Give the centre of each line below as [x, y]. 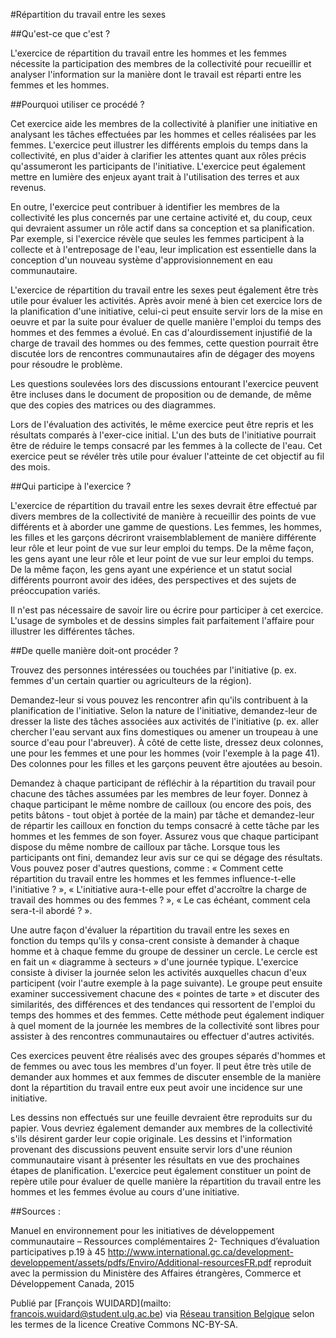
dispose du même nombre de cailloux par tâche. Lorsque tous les [145, 847]
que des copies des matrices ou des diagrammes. [113, 405]
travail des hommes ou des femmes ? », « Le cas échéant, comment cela [160, 900]
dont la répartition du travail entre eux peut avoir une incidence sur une [156, 1087]
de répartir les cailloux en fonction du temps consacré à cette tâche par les [165, 825]
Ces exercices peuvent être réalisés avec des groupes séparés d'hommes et [168, 1055]
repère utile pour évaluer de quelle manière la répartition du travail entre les [166, 1181]
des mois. [30, 467]
